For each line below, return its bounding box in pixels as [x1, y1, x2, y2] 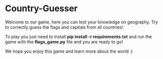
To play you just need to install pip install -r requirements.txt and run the [5, 34, 152, 39]
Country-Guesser [5, 3, 78, 14]
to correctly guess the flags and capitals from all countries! [5, 24, 123, 30]
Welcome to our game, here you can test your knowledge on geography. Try [5, 19, 158, 25]
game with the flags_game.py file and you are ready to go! [5, 39, 123, 44]
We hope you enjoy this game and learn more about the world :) [5, 48, 133, 54]
